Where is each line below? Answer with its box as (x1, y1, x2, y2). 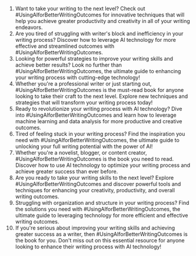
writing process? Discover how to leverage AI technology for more (15, 37, 176, 43)
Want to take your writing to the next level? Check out (15, 5, 146, 12)
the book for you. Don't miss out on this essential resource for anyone (15, 237, 185, 244)
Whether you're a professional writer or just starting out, (15, 80, 152, 87)
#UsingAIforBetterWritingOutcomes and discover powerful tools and (15, 180, 181, 188)
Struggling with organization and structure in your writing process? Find (15, 199, 190, 206)
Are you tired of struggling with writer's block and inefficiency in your (15, 30, 184, 37)
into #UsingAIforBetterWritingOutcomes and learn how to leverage (15, 111, 177, 119)
